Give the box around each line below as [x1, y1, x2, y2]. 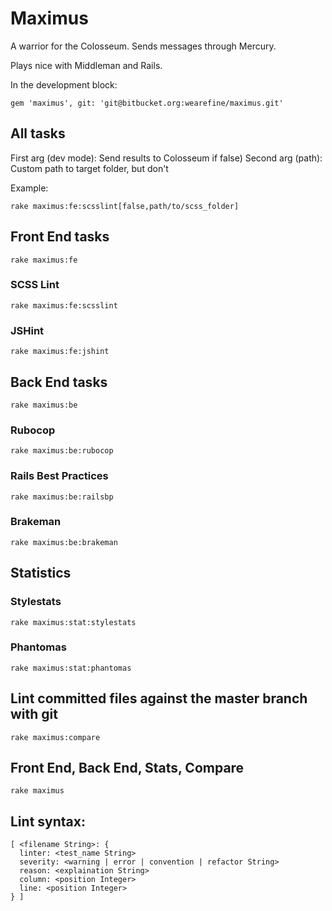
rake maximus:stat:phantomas [10, 663, 132, 673]
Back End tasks [10, 373, 108, 391]
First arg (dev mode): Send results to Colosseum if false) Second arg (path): [10, 152, 323, 164]
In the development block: [10, 78, 118, 91]
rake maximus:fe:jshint [10, 347, 110, 357]
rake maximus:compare [10, 732, 101, 742]
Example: [10, 182, 49, 194]
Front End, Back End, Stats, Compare [10, 760, 245, 777]
